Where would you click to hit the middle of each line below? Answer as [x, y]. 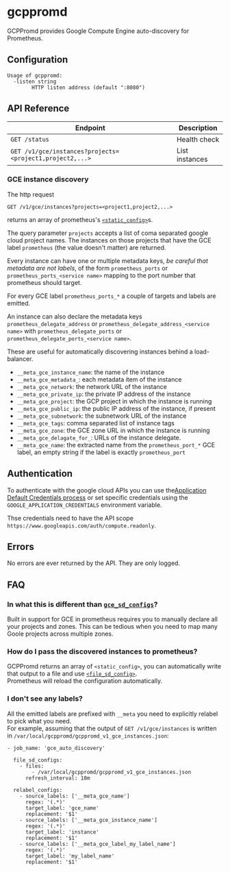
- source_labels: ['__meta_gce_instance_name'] [88, 820]
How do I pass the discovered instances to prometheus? [102, 651]
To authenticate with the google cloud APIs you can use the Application [107, 490]
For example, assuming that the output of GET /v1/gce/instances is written [112, 728]
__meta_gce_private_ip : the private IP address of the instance [104, 394]
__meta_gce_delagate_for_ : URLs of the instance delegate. [99, 437]
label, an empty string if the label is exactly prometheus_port [101, 452]
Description [198, 127]
